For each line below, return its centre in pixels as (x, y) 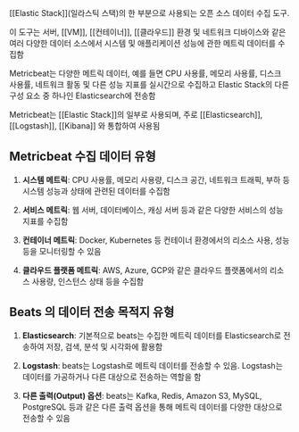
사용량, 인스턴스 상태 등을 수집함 (88, 281)
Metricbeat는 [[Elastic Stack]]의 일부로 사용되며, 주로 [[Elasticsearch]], (136, 115)
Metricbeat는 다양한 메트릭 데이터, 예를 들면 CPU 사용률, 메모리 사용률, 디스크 (145, 73)
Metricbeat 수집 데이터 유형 (83, 157)
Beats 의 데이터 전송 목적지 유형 (92, 312)
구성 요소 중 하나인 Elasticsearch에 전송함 (83, 96)
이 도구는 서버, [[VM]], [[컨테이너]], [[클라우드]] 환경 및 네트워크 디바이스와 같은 (148, 32)
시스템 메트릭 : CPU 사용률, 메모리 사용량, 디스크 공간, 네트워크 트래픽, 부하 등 (156, 179)
